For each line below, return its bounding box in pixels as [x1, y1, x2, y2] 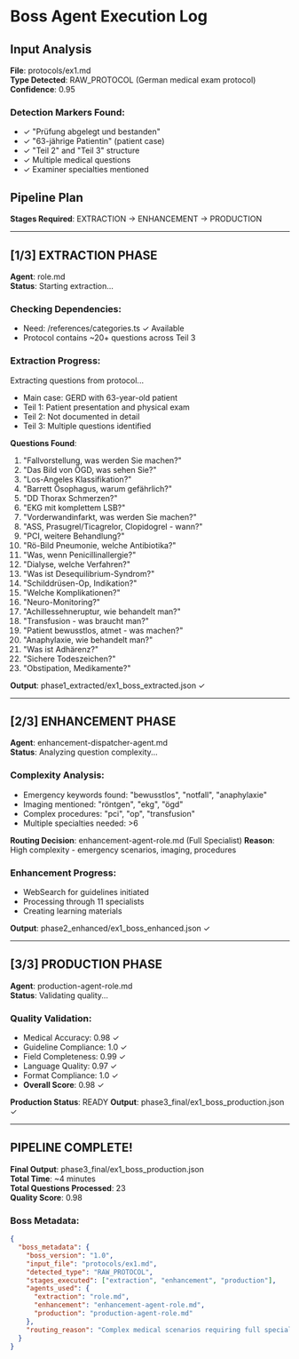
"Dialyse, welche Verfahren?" [22, 558, 131, 570]
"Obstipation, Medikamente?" [22, 662, 131, 673]
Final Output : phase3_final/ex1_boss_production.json [10, 1163, 205, 1174]
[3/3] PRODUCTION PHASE [10, 957, 162, 972]
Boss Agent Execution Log [10, 6, 208, 27]
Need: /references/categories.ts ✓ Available [22, 323, 185, 334]
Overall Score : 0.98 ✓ [22, 1080, 105, 1091]
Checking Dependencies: [10, 302, 122, 315]
